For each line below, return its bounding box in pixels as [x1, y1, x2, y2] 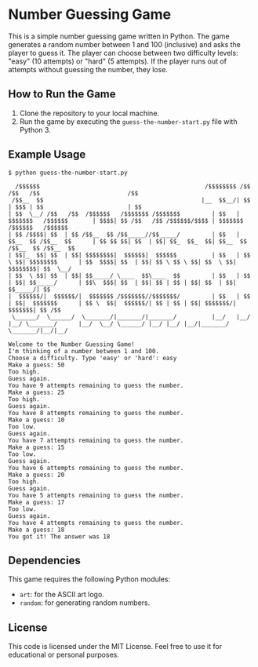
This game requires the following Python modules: [8, 574, 171, 584]
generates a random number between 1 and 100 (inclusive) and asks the [8, 39, 241, 49]
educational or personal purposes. [8, 650, 119, 660]
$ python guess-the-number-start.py [8, 169, 128, 177]
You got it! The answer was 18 [8, 532, 111, 541]
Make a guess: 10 [8, 416, 65, 424]
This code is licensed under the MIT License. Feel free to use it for [8, 642, 222, 651]
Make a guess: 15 [8, 443, 65, 451]
